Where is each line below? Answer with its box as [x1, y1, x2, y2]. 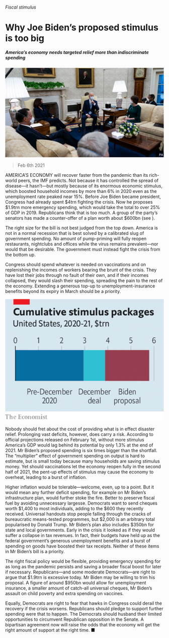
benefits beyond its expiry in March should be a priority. [5, 288, 121, 295]
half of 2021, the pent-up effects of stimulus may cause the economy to [5, 469, 154, 475]
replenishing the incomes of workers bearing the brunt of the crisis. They [5, 267, 157, 273]
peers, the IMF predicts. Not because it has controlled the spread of [18, 177, 159, 184]
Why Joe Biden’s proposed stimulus [5, 22, 158, 33]
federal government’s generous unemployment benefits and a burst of [5, 538, 151, 544]
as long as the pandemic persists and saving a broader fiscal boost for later [5, 564, 162, 570]
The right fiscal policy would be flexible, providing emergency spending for [5, 558, 161, 564]
